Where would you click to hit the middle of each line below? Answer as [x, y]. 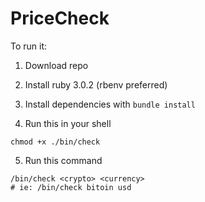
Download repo [56, 65]
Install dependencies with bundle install [110, 104]
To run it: [29, 46]
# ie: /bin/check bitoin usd [71, 187]
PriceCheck [60, 18]
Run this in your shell [68, 123]
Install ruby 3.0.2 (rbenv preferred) [96, 84]
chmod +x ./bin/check [55, 142]
